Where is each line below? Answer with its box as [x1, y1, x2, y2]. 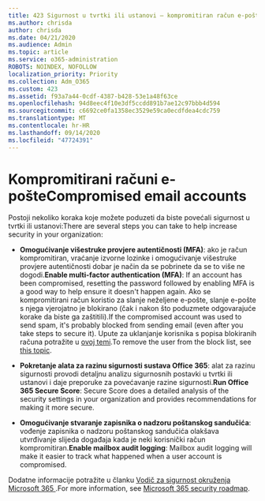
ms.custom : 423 [8, 84, 58, 93]
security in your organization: [8, 230, 104, 239]
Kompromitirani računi [8, 170, 159, 188]
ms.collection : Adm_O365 [8, 77, 90, 85]
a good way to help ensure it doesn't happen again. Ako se [19, 287, 211, 297]
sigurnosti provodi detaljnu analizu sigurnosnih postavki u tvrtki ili [19, 369, 233, 379]
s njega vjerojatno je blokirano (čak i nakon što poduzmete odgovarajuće [19, 304, 256, 313]
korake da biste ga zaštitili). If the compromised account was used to [19, 312, 242, 322]
